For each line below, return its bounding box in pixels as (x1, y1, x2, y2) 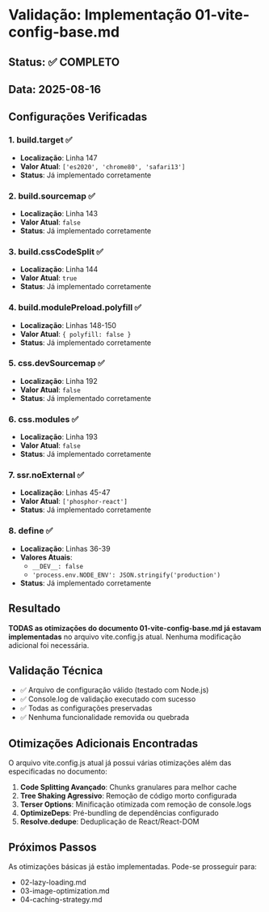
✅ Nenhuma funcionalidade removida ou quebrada (19, 713, 190, 722)
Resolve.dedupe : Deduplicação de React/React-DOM (19, 816, 200, 827)
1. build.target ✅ (8, 134, 73, 146)
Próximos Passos (8, 840, 97, 854)
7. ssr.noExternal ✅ (8, 470, 85, 481)
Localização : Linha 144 (19, 265, 99, 275)
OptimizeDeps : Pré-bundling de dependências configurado (19, 808, 220, 818)
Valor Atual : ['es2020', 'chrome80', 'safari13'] (19, 161, 186, 171)
